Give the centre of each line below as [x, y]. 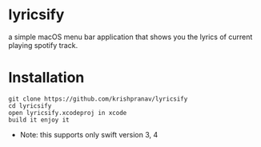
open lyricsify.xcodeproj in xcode [68, 113]
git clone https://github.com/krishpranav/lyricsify [98, 99]
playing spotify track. [43, 45]
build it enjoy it [39, 120]
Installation [46, 78]
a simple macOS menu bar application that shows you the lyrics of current [130, 37]
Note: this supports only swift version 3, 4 [89, 134]
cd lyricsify [30, 105]
